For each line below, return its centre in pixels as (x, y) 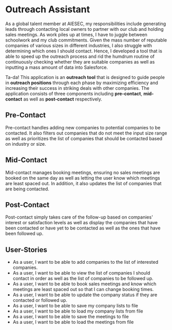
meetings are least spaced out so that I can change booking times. (83, 289)
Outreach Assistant (48, 9)
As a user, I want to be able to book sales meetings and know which (84, 284)
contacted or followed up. (40, 300)
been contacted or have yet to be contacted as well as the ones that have (83, 228)
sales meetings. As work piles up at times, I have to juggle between (77, 34)
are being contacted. (27, 189)
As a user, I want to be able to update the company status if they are (85, 295)
